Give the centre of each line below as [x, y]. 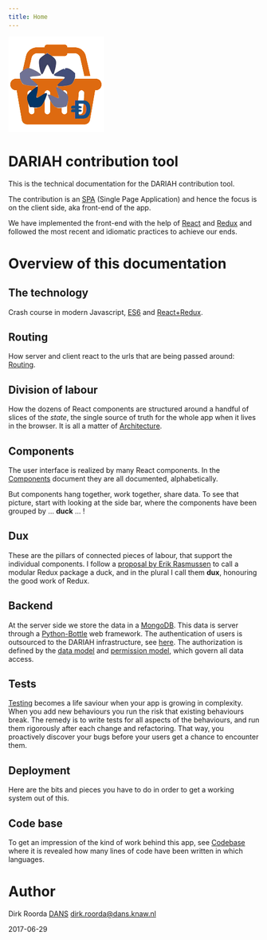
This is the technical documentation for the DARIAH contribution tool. [122, 183]
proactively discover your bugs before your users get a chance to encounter [133, 737]
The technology [49, 293]
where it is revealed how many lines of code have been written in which [126, 851]
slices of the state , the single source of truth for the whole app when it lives [132, 418]
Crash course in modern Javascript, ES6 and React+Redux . [106, 312]
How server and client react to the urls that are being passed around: [122, 356]
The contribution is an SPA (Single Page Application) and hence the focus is [133, 199]
